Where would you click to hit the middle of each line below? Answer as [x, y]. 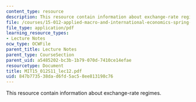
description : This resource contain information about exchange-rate [92, 17]
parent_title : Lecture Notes [41, 50]
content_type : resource [35, 11]
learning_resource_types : [37, 33]
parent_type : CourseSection [40, 55]
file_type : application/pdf [40, 28]
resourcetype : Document [35, 66]
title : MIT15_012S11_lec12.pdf [44, 71]
